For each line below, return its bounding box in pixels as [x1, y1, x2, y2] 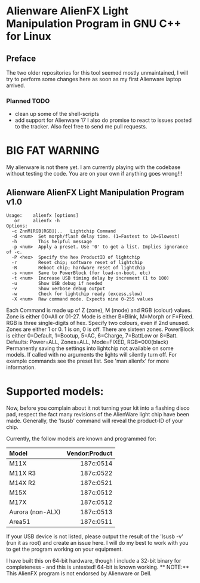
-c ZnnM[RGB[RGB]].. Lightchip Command [11, 228, 116, 234]
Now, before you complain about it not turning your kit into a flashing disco [6, 404, 190, 412]
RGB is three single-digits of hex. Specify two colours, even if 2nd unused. [6, 320, 190, 327]
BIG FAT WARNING [6, 144, 100, 158]
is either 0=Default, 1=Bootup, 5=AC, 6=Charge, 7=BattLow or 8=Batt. [6, 332, 178, 339]
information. [6, 364, 36, 371]
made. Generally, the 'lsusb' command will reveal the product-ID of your [6, 417, 183, 424]
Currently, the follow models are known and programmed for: [6, 435, 157, 442]
